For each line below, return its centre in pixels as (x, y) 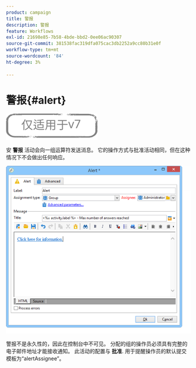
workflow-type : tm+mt (33, 50)
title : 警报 (20, 19)
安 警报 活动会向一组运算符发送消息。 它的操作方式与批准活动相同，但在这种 (98, 150)
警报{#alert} (36, 100)
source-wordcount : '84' (35, 56)
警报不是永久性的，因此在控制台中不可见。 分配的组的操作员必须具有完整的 (97, 344)
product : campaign (28, 12)
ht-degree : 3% (23, 62)
